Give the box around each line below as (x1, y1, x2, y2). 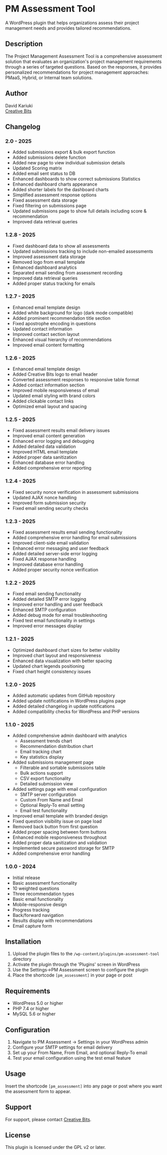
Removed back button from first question (12, 824, 98, 830)
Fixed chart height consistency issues (12, 668, 92, 674)
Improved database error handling (12, 561, 83, 567)
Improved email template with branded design (12, 813, 108, 819)
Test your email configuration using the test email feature (12, 1055, 131, 1061)
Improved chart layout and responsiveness (12, 652, 102, 658)
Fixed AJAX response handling (12, 556, 76, 562)
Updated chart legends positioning (12, 663, 85, 669)
